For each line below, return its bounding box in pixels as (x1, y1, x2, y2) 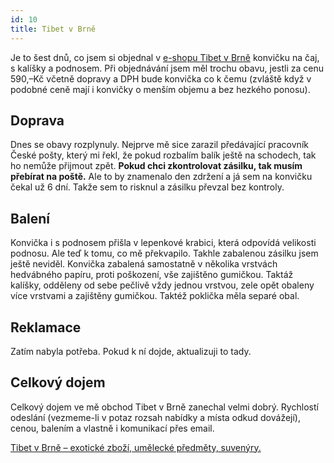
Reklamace (10, 319, 82, 336)
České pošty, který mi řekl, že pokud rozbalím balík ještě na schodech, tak (10, 149, 317, 161)
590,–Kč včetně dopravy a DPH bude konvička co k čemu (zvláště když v (10, 72, 312, 85)
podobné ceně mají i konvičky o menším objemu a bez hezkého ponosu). (10, 83, 311, 95)
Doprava (10, 112, 65, 129)
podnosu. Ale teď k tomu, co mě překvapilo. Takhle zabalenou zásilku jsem (10, 247, 319, 260)
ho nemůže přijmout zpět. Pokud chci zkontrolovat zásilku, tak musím (10, 160, 303, 172)
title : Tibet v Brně (10, 24, 97, 34)
